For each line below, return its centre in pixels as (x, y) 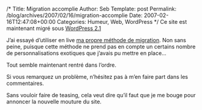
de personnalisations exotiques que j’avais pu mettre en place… (86, 53)
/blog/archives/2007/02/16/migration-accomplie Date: (74, 15)
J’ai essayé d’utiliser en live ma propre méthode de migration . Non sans (96, 40)
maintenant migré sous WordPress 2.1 (54, 28)
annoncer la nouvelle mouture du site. (54, 101)
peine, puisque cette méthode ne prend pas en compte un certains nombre (101, 46)
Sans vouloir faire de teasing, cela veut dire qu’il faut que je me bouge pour (101, 95)
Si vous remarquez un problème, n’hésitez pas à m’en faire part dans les (97, 77)
